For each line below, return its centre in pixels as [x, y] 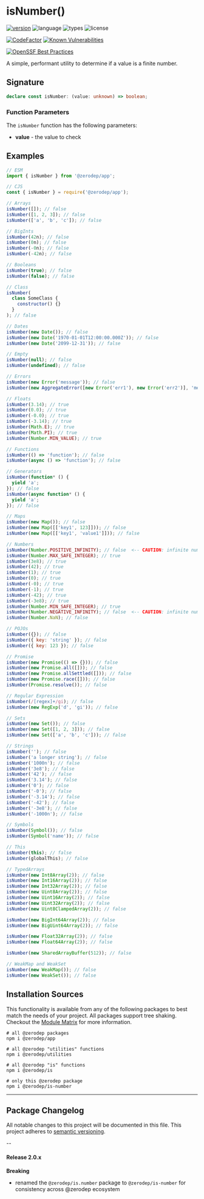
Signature [25, 82]
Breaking [18, 1170]
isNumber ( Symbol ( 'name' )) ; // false [53, 836]
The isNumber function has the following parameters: [72, 125]
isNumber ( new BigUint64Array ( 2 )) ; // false [62, 926]
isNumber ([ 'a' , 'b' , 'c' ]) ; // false [54, 220]
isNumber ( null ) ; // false [39, 360]
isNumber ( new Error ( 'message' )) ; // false [61, 382]
